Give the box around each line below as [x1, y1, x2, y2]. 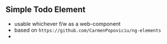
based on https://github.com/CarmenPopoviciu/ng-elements [14, 26, 162, 33]
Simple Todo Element [5, 5, 86, 15]
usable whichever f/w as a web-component [14, 20, 121, 27]
